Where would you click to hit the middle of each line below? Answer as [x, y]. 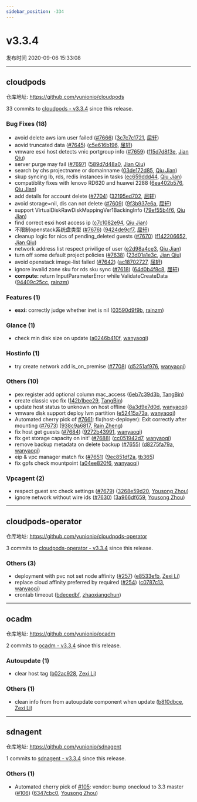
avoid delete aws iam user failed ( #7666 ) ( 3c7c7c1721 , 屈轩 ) [87, 137]
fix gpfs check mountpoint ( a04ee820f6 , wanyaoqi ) [77, 463]
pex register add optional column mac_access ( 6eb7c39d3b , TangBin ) [99, 394]
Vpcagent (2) [26, 478]
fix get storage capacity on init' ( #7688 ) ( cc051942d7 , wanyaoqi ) [93, 438]
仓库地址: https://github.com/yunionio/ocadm [61, 634]
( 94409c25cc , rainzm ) [42, 282]
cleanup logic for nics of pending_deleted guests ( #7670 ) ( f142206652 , [101, 236]
